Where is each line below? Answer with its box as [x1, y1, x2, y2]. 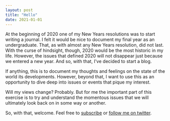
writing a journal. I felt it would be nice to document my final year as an [5, 36, 155, 43]
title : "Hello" [5, 12, 38, 17]
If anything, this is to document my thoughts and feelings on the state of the [5, 68, 165, 74]
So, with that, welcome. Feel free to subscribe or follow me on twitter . [5, 110, 152, 116]
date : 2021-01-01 [5, 17, 42, 22]
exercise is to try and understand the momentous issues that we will [5, 94, 149, 100]
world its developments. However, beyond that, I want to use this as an [5, 74, 155, 80]
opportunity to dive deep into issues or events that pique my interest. [5, 79, 151, 85]
